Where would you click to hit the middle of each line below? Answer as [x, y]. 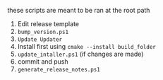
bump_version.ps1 [43, 32]
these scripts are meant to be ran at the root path [79, 10]
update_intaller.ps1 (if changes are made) [80, 54]
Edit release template [48, 24]
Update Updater [40, 40]
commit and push [43, 62]
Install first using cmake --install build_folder [87, 46]
